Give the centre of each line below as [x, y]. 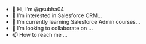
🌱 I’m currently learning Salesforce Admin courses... [76, 22]
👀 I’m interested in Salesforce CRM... [57, 15]
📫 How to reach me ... [39, 35]
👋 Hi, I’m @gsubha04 [38, 9]
